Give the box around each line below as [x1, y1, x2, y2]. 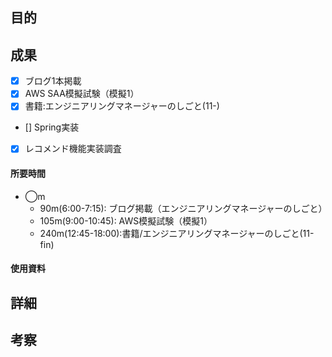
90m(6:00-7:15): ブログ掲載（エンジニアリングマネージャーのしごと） [39, 202, 328, 214]
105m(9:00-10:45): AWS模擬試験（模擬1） [39, 214, 213, 227]
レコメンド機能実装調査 [24, 143, 122, 155]
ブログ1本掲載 [24, 75, 82, 87]
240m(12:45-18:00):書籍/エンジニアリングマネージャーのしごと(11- [39, 227, 315, 239]
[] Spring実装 [24, 121, 80, 133]
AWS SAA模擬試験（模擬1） [24, 88, 140, 100]
